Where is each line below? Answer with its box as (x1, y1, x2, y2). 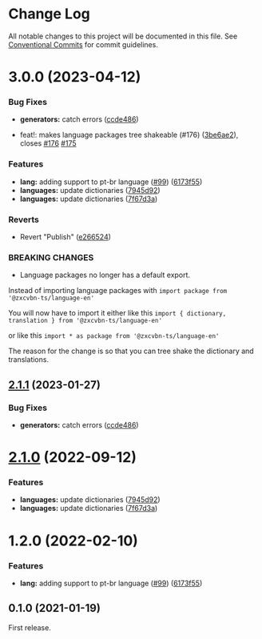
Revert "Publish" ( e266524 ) (19, 232, 112, 242)
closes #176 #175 (19, 139, 77, 148)
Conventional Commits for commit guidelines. (8, 39, 158, 49)
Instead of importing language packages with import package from (8, 286, 228, 295)
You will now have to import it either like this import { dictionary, (8, 308, 227, 318)
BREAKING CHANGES (8, 251, 94, 263)
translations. (8, 355, 50, 364)
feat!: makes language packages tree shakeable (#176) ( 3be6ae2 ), (19, 130, 239, 140)
